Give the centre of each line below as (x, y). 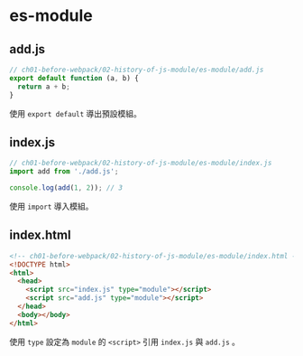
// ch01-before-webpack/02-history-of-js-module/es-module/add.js (137, 70)
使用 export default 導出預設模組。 (76, 113)
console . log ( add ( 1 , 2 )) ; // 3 (66, 188)
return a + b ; (44, 87)
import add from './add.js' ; (64, 172)
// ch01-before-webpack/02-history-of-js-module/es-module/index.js (141, 164)
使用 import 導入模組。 (51, 206)
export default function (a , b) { (74, 78)
